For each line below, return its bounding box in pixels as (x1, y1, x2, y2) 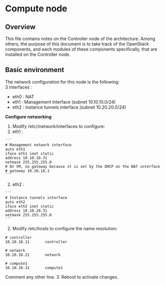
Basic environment (5, 66, 64, 74)
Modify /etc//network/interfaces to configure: (12, 123, 105, 129)
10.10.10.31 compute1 (5, 265, 63, 270)
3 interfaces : (5, 84, 32, 90)
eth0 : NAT (12, 93, 35, 99)
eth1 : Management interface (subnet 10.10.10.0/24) (12, 99, 116, 105)
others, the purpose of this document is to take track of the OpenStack (5, 41, 149, 47)
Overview (5, 23, 36, 31)
